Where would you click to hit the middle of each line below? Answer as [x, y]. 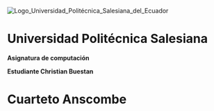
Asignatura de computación [48, 58]
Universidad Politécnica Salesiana [108, 39]
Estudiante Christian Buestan [50, 71]
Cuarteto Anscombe [67, 100]
